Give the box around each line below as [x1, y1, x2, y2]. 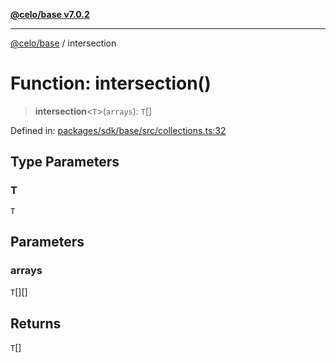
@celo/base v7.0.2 [10, 9, 90, 20]
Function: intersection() [10, 72, 212, 95]
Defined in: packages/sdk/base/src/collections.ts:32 [10, 124, 227, 136]
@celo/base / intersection [10, 37, 117, 49]
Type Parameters [10, 154, 120, 171]
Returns [10, 315, 62, 332]
